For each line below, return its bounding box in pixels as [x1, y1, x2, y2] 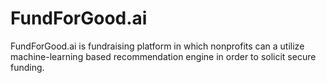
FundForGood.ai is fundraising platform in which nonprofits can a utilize [10, 40, 305, 52]
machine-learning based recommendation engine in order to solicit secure [10, 50, 317, 62]
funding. [10, 61, 45, 73]
